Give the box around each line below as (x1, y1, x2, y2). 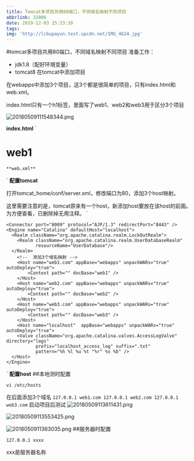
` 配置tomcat (6, 177, 38, 184)
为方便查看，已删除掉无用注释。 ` (6, 210, 88, 217)
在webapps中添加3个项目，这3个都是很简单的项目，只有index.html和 (6, 81, 176, 89)
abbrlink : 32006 (6, 14, 47, 20)
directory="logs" (6, 338, 50, 344)
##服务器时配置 (72, 426, 112, 433)
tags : (6, 25, 20, 32)
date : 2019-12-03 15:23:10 (6, 20, 73, 26)
